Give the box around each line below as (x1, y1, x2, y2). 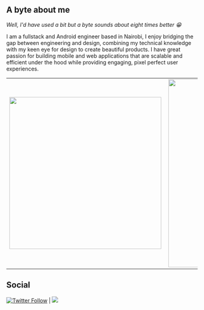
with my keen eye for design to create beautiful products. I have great (6, 46, 181, 53)
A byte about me (6, 5, 70, 15)
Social (6, 280, 30, 291)
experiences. (6, 65, 39, 72)
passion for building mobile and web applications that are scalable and (6, 52, 183, 60)
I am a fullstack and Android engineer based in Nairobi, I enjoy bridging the (6, 33, 194, 40)
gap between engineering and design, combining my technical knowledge (6, 39, 192, 46)
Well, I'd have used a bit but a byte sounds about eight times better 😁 (6, 21, 182, 28)
